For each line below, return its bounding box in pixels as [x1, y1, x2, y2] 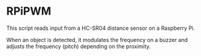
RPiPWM [6, 4, 52, 18]
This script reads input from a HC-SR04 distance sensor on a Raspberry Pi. [6, 24, 196, 32]
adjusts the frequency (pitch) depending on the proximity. [6, 43, 151, 50]
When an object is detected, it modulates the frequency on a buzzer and [6, 36, 188, 43]
